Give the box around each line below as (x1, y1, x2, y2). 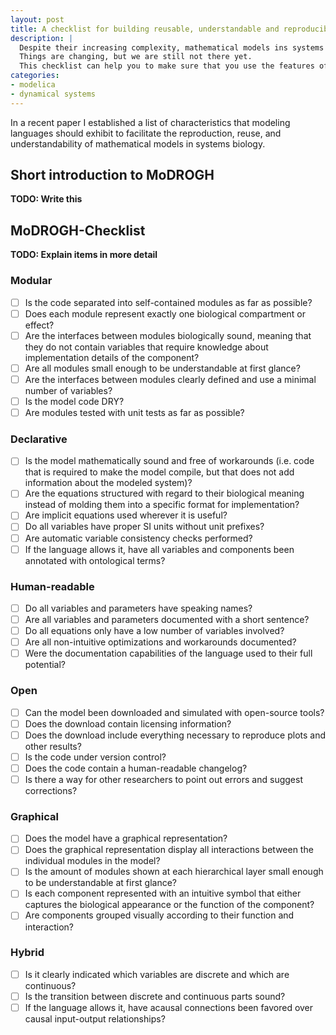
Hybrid (10, 946, 45, 960)
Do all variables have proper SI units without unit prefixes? (24, 521, 265, 533)
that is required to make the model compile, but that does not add (24, 466, 295, 478)
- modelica (10, 80, 56, 90)
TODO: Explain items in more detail (10, 249, 158, 261)
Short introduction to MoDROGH (10, 167, 215, 184)
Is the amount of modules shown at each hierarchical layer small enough (24, 866, 324, 878)
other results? (24, 740, 82, 752)
